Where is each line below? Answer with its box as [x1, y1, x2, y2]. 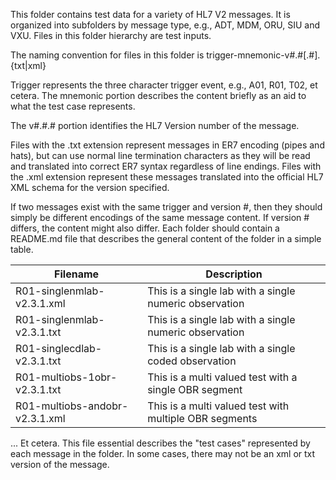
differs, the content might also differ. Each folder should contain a [10, 222, 280, 234]
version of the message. [10, 459, 110, 470]
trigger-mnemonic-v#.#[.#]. [206, 49, 321, 61]
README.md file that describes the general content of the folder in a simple [10, 233, 322, 244]
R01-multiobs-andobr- [15, 399, 129, 413]
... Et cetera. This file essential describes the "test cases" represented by [10, 437, 311, 449]
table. [10, 244, 34, 255]
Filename [54, 267, 100, 281]
